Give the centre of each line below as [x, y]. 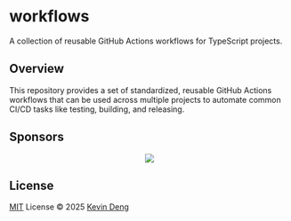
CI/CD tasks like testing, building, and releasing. [97, 109]
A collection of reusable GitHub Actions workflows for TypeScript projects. [146, 41]
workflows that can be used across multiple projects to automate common [145, 99]
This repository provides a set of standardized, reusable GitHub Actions [141, 90]
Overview [37, 69]
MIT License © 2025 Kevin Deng [69, 207]
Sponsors [36, 137]
